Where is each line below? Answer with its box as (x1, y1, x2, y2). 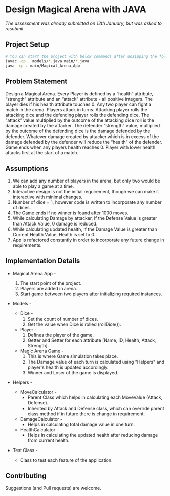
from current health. (27, 437, 70, 443)
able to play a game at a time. (12, 183, 74, 189)
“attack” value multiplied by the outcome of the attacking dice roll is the (5, 117, 154, 123)
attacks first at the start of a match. (5, 150, 79, 156)
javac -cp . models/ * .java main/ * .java (5, 58, 90, 64)
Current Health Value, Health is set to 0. (12, 232, 96, 237)
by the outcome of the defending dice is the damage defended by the (5, 128, 150, 134)
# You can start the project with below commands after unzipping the (5, 54, 157, 59)
